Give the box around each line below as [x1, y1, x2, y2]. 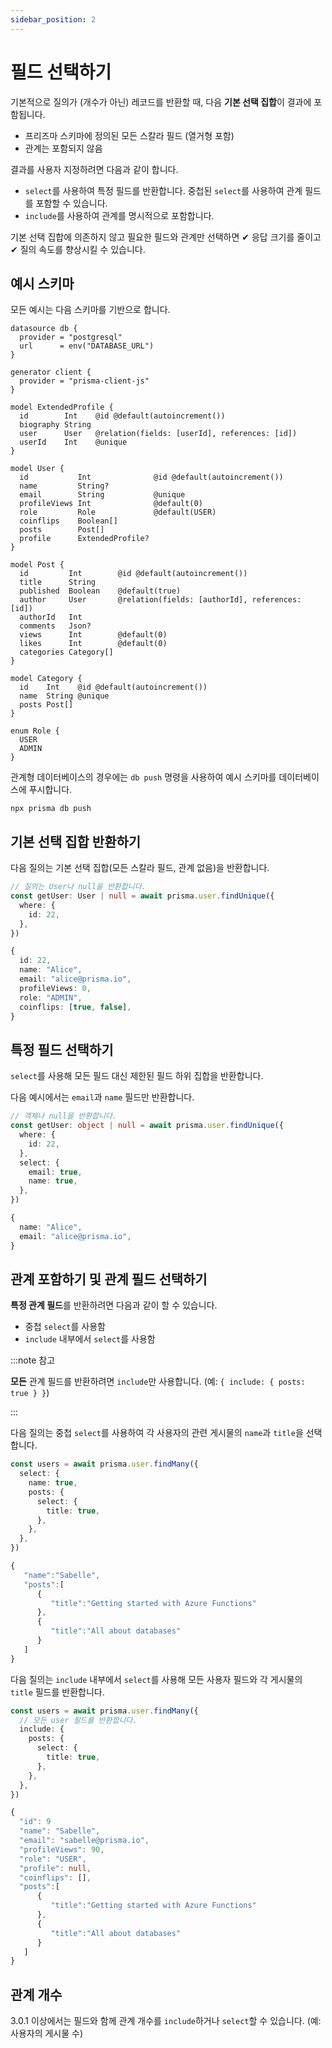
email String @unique [19, 490, 186, 500]
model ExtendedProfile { [10, 402, 114, 413]
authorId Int [19, 612, 83, 623]
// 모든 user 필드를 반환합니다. [19, 1715, 138, 1725]
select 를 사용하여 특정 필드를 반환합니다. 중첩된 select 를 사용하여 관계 [24, 184, 303, 196]
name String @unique [19, 691, 110, 701]
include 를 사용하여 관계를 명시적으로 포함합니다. [24, 209, 215, 221]
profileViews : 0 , [19, 983, 92, 993]
